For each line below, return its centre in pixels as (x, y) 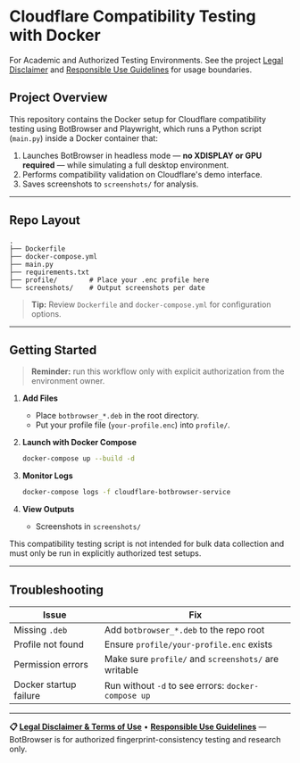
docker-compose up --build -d (79, 459)
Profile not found (49, 644)
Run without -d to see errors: (164, 685)
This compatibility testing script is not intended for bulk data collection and (147, 544)
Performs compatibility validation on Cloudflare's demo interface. (142, 174)
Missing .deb (41, 629)
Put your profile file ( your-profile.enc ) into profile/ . (133, 425)
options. (46, 313)
